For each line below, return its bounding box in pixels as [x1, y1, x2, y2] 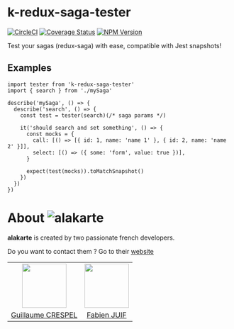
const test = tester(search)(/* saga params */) [20, 111, 167, 119]
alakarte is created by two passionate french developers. [7, 233, 175, 242]
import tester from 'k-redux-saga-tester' [7, 81, 135, 88]
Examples [7, 62, 52, 74]
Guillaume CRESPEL [11, 310, 78, 320]
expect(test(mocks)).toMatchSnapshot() [26, 167, 144, 174]
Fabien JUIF [87, 310, 127, 320]
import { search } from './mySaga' [7, 87, 113, 94]
